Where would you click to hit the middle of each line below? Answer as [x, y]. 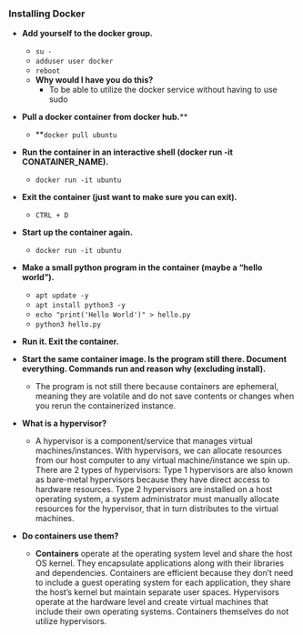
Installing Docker [47, 14]
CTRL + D [52, 216]
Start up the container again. [77, 232]
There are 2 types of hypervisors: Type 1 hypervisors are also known [164, 470]
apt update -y [62, 296]
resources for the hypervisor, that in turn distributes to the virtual [157, 509]
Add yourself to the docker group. [87, 34]
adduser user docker [74, 62]
